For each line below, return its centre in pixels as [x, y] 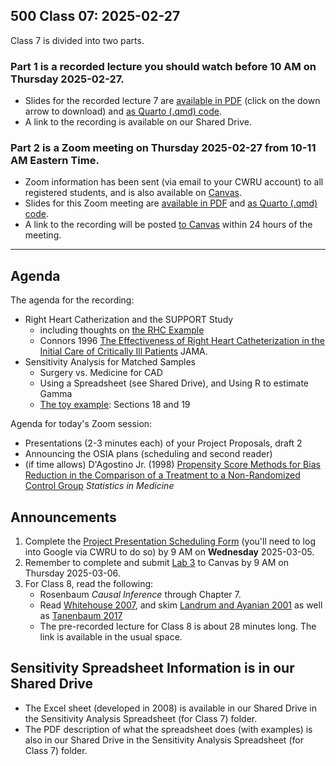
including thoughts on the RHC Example [122, 330]
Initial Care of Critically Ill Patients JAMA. [123, 351]
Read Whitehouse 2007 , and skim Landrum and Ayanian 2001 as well [181, 605]
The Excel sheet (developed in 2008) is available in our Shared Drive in [170, 708]
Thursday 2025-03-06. [72, 573]
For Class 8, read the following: [89, 584]
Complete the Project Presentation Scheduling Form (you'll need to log [170, 541]
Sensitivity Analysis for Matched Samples [110, 362]
